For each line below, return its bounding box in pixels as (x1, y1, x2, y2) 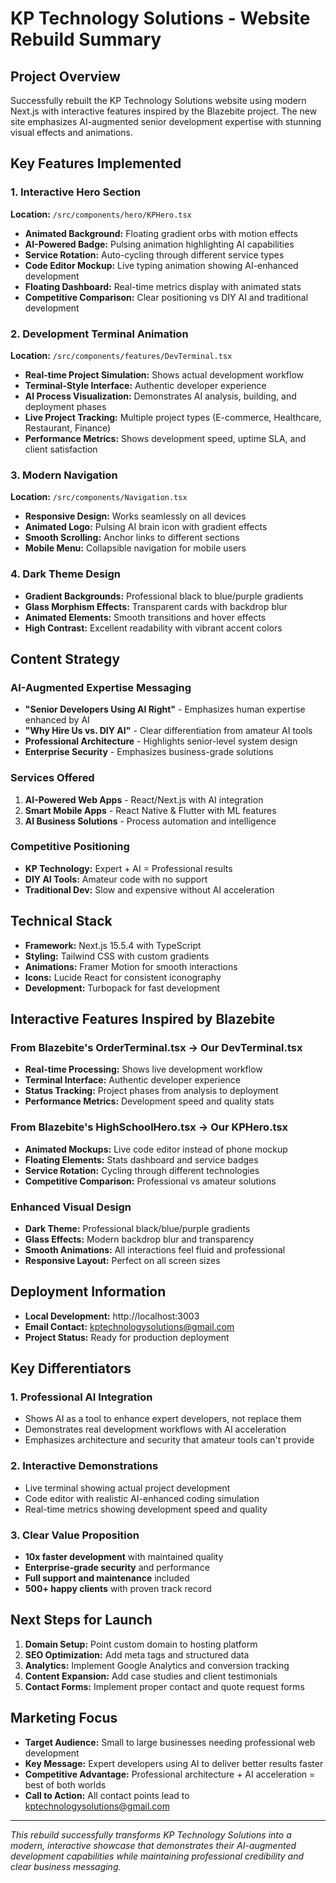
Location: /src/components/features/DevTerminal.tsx (10, 349, 233, 361)
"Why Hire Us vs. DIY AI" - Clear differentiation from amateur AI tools (24, 725, 313, 737)
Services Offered (10, 771, 95, 785)
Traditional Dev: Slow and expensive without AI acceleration (24, 883, 275, 896)
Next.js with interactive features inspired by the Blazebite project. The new (10, 105, 318, 117)
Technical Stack (10, 913, 113, 930)
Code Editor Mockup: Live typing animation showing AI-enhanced (24, 259, 299, 271)
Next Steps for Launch (10, 1612, 153, 1629)
